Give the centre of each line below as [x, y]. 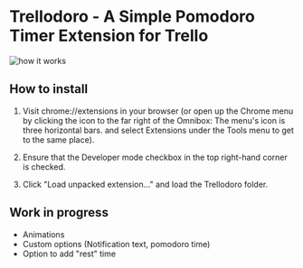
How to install [49, 89]
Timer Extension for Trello [109, 36]
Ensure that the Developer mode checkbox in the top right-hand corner [155, 157]
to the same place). [58, 139]
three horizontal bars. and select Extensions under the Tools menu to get [158, 130]
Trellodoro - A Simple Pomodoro [132, 17]
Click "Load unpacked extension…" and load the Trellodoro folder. [145, 184]
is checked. [44, 166]
